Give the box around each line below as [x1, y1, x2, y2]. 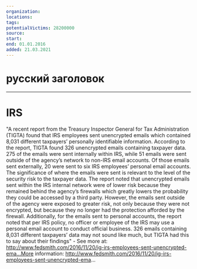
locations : [6, 14, 33, 20]
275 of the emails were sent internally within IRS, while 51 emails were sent [6, 150, 186, 157]
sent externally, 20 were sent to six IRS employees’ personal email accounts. [6, 162, 191, 170]
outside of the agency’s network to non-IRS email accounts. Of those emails [6, 156, 189, 164]
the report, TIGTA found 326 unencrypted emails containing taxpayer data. [6, 144, 186, 151]
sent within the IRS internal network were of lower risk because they [6, 181, 171, 188]
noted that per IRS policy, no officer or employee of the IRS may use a [6, 219, 175, 226]
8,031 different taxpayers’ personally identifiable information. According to [6, 138, 186, 145]
